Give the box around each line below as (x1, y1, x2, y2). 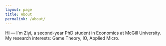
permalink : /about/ (5, 16, 46, 21)
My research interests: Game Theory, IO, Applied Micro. (5, 35, 120, 41)
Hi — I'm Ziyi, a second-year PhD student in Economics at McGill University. (5, 30, 161, 36)
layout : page (5, 7, 32, 12)
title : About (5, 12, 32, 17)
